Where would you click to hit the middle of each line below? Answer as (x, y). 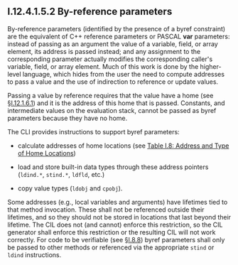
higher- (211, 66)
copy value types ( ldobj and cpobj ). (70, 188)
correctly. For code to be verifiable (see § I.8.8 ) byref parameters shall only (116, 239)
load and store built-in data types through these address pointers (113, 167)
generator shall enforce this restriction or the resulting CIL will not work (112, 232)
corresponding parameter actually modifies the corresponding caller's (110, 59)
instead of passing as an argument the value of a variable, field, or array (113, 44)
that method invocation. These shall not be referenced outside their (106, 210)
